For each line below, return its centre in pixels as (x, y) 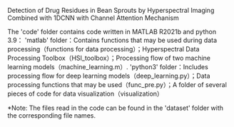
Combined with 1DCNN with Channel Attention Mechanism (93, 18)
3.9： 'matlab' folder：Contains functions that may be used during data (112, 40)
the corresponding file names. (52, 116)
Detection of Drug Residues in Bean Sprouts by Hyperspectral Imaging (111, 10)
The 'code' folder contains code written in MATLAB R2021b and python (112, 32)
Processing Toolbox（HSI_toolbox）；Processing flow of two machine (109, 58)
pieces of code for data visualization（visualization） (86, 93)
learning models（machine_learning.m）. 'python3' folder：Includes (108, 67)
